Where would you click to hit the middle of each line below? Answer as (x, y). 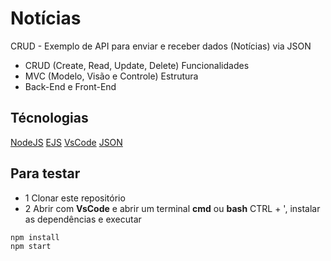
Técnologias (49, 118)
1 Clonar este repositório (75, 198)
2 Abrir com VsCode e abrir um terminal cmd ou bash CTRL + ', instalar (172, 208)
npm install (35, 237)
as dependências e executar (83, 219)
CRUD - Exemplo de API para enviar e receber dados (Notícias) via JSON (161, 46)
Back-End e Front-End (70, 86)
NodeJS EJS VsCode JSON (66, 142)
